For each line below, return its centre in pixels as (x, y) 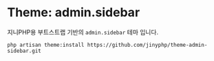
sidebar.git (24, 51)
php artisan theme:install (46, 45)
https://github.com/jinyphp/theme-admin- (147, 45)
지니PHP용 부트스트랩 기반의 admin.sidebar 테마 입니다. (83, 32)
